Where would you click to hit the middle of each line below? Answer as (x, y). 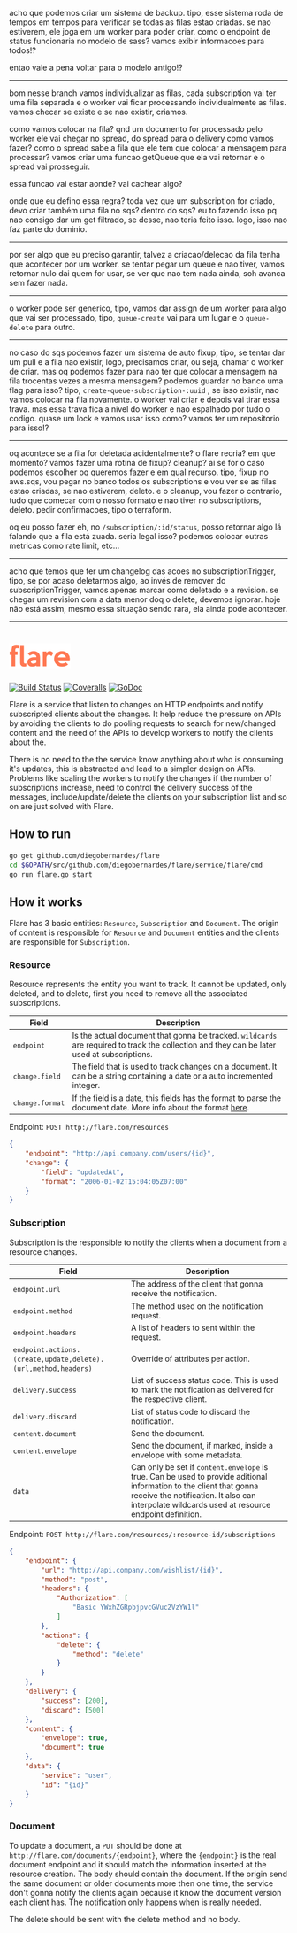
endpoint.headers (45, 1333)
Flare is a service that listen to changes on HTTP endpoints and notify (136, 704)
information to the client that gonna (195, 1486)
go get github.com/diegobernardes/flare (85, 855)
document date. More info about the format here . (161, 1107)
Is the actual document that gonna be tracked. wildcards (175, 1036)
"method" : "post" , (75, 1580)
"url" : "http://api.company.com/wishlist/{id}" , (132, 1570)
